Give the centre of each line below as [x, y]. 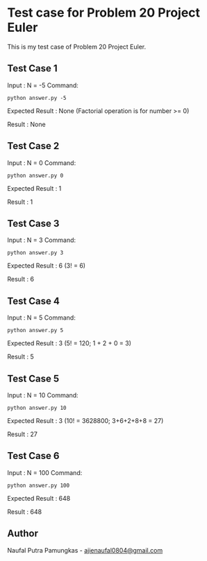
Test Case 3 [33, 223]
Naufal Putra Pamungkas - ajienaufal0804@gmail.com [85, 550]
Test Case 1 [32, 68]
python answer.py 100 [39, 485]
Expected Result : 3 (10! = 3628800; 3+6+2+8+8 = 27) [85, 421]
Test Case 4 [34, 301]
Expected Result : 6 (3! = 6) [46, 266]
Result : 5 [21, 357]
